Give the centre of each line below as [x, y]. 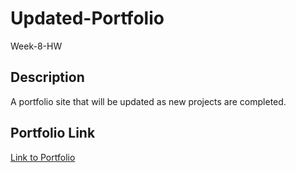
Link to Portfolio [43, 157]
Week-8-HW [36, 46]
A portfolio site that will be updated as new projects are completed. [148, 101]
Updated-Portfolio [87, 18]
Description [47, 77]
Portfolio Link [53, 133]
